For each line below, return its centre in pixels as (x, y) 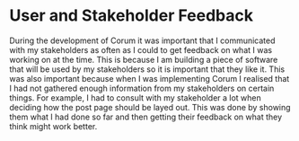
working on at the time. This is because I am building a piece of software (144, 59)
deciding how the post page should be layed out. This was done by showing (150, 107)
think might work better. (53, 126)
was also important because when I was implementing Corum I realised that (149, 78)
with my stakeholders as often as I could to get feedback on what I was (141, 49)
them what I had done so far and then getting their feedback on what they (146, 117)
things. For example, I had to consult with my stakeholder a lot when (136, 97)
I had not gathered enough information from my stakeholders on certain (142, 88)
